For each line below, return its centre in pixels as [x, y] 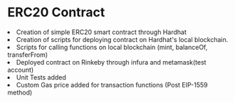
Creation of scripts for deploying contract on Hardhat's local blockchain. [122, 39]
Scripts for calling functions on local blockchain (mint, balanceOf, [112, 47]
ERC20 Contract [56, 12]
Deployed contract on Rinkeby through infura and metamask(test [111, 62]
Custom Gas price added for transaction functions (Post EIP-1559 [112, 85]
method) [20, 92]
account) [21, 70]
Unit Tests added [41, 77]
